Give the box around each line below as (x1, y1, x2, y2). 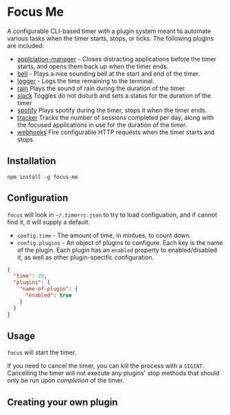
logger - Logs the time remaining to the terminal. (16, 76, 154, 85)
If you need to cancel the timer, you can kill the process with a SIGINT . (7, 362, 205, 370)
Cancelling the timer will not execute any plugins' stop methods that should (7, 369, 220, 377)
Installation (7, 156, 56, 167)
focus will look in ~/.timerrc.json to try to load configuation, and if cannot (7, 211, 218, 219)
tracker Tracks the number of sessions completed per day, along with (16, 113, 214, 121)
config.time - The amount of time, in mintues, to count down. (16, 231, 192, 240)
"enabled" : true (25, 292, 72, 299)
